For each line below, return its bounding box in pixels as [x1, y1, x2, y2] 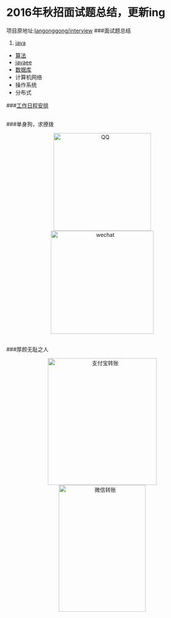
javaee [15, 59, 32, 66]
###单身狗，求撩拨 [6, 120, 54, 128]
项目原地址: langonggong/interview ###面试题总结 [6, 27, 131, 34]
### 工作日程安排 [6, 101, 49, 109]
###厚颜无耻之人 [6, 346, 49, 353]
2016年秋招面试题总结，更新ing [6, 5, 166, 20]
